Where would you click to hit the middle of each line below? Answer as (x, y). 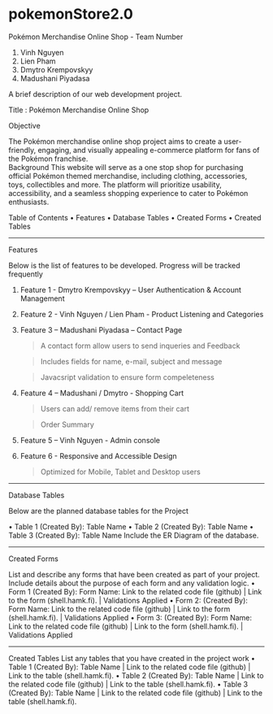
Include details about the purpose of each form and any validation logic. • (132, 583)
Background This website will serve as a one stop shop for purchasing (126, 167)
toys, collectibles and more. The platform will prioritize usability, (115, 185)
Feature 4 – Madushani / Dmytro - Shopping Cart (102, 393)
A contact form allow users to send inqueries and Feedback (140, 346)
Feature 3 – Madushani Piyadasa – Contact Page (101, 329)
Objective (24, 125)
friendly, (22, 150)
